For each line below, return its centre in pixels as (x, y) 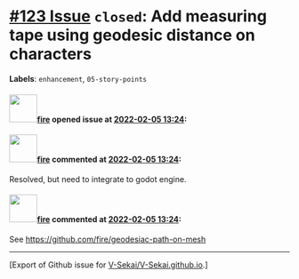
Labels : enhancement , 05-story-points (78, 78)
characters (50, 54)
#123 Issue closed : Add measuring (138, 16)
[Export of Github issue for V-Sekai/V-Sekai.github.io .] (109, 265)
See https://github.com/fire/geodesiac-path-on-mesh (108, 239)
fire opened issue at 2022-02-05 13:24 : (112, 119)
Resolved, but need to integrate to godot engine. (98, 179)
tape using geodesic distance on (132, 35)
